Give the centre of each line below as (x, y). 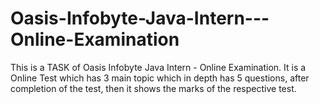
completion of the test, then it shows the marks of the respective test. (153, 88)
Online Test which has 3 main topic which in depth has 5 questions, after (160, 78)
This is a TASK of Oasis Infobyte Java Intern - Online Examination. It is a (158, 67)
